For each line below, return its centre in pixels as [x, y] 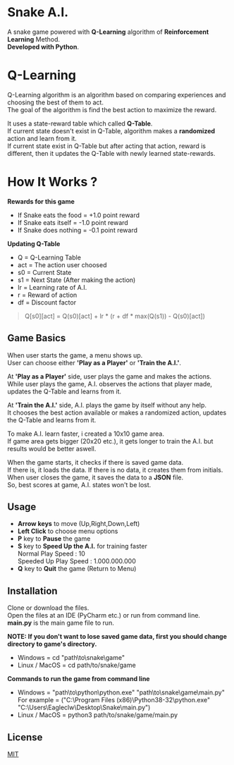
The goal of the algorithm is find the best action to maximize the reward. [112, 109]
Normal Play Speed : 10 [51, 553]
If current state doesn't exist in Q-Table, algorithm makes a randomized [111, 130]
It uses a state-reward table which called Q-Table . [80, 123]
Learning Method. [34, 39]
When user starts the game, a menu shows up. [75, 355]
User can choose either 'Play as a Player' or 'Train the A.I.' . [94, 362]
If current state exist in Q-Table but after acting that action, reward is [107, 146]
